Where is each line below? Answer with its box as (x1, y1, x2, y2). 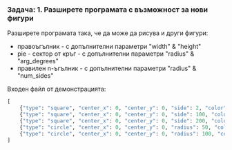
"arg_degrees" (17, 57, 59, 65)
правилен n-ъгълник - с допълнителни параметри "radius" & (17, 64, 197, 73)
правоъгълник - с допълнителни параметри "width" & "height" (17, 43, 202, 51)
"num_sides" (17, 72, 54, 80)
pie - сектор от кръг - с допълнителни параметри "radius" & (17, 50, 195, 58)
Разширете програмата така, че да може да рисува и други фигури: (7, 29, 209, 37)
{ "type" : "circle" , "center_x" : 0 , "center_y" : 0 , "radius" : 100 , (19, 130, 215, 137)
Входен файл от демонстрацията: (7, 85, 106, 94)
